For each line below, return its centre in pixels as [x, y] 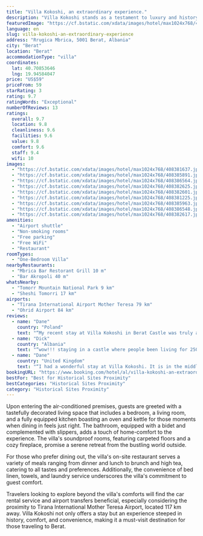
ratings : [17, 113]
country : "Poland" [40, 327]
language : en [23, 29]
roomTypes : [20, 254]
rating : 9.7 [21, 96]
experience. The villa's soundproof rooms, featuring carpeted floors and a [98, 438]
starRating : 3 [24, 91]
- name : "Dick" [31, 339]
